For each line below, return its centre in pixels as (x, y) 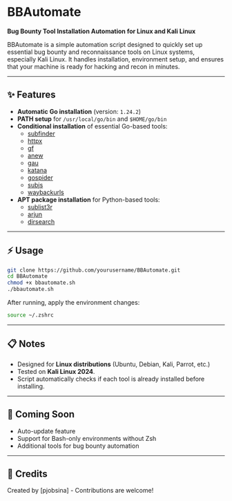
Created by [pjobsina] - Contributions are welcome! (80, 491)
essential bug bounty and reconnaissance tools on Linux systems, (101, 52)
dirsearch (41, 221)
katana (37, 170)
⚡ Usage (25, 250)
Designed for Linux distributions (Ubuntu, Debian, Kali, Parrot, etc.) (114, 364)
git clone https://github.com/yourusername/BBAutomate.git (94, 270)
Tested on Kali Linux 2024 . (56, 371)
